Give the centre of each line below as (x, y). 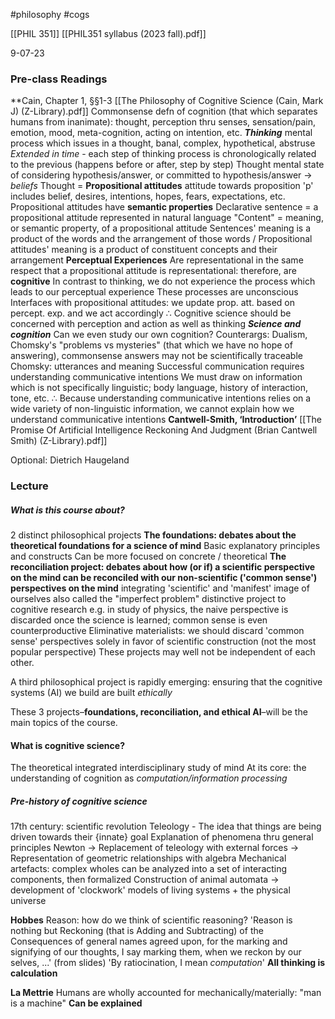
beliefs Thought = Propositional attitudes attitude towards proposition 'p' (162, 186)
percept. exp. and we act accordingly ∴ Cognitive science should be (151, 313)
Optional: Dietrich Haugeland (70, 460)
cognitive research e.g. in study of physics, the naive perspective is (149, 610)
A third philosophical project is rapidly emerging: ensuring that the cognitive (166, 682)
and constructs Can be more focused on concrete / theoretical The (148, 556)
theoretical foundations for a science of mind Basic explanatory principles (165, 546)
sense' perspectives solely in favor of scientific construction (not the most (163, 641)
